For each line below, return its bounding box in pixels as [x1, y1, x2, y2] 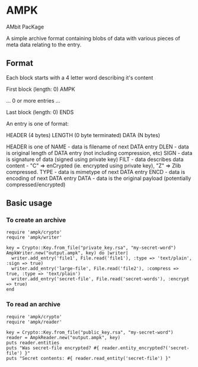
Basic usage [6, 198, 52, 208]
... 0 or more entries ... [6, 97, 60, 104]
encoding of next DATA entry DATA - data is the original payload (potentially [6, 175, 191, 182]
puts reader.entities [6, 340, 60, 346]
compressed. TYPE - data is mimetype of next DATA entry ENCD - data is [6, 168, 186, 175]
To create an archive [6, 216, 66, 224]
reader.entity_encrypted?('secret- [101, 345, 190, 351]
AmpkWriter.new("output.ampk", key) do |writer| [6, 250, 129, 256]
